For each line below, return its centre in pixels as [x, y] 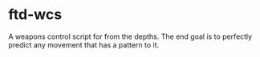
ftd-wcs [35, 15]
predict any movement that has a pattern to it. [84, 44]
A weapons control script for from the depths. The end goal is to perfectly [130, 36]
